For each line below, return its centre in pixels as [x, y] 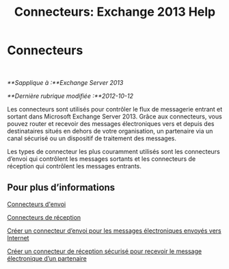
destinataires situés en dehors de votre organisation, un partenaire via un [110, 131]
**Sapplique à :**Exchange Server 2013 [65, 82]
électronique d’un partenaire [47, 258]
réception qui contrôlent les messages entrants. [75, 166]
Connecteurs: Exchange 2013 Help [115, 12]
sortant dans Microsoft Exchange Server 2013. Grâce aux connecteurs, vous [114, 116]
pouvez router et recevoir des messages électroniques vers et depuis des [111, 123]
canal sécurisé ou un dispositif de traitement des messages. [92, 138]
